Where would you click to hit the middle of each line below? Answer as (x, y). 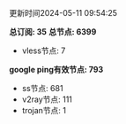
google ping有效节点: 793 (56, 70)
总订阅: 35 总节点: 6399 (53, 32)
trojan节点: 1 (44, 110)
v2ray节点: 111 (47, 99)
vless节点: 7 (44, 50)
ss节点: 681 (42, 88)
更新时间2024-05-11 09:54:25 (63, 13)
